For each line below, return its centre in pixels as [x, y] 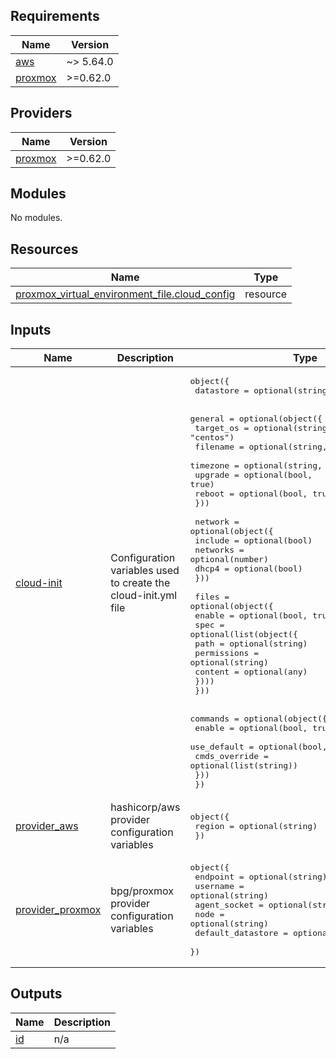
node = [209, 914]
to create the [140, 583]
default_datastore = [241, 933]
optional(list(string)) [243, 765]
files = [212, 597]
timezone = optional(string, [256, 465]
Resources [44, 249]
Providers [41, 113]
